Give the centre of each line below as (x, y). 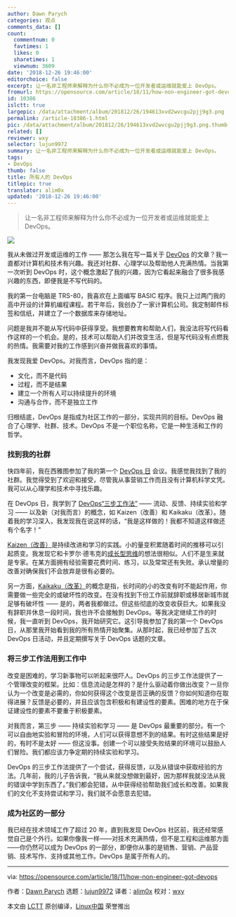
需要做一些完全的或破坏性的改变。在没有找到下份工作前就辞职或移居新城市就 (118, 595)
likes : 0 (26, 53)
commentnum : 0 (34, 40)
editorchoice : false (38, 79)
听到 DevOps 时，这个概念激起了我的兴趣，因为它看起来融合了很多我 (119, 272)
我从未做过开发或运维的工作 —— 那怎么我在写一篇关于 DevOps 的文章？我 (115, 254)
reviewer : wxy (28, 138)
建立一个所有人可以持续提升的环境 (67, 394)
